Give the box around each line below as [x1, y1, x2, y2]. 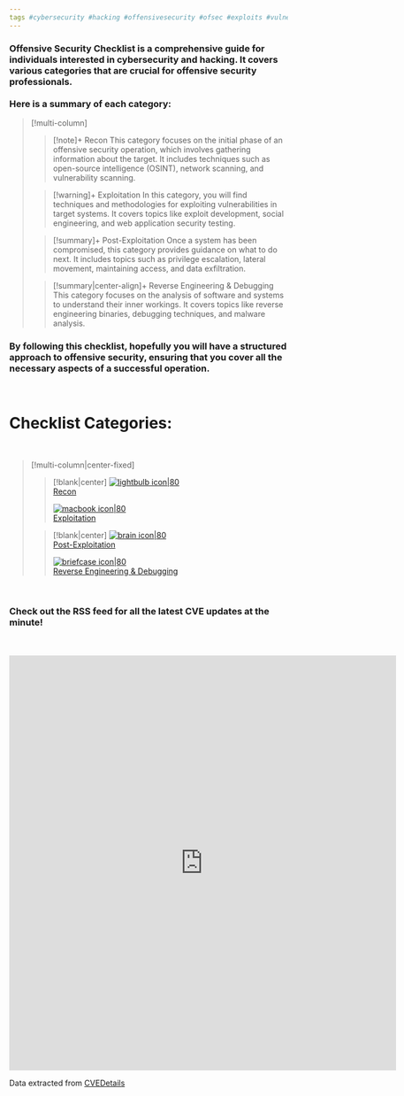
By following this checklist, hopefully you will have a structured [9, 340, 287, 352]
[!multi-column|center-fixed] [30, 459, 135, 470]
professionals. [9, 75, 73, 88]
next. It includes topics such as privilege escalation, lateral [52, 253, 266, 264]
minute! [9, 616, 43, 629]
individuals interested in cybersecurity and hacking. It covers [9, 53, 278, 66]
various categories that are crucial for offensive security [9, 64, 257, 76]
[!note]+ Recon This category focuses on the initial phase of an [52, 135, 283, 145]
